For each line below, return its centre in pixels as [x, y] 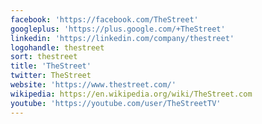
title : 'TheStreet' [51, 66]
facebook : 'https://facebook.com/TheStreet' [104, 19]
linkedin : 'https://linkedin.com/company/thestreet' [122, 38]
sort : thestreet [44, 57]
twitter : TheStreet [51, 76]
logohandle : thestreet [57, 47]
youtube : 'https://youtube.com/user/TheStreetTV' [116, 103]
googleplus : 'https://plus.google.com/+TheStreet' [118, 29]
